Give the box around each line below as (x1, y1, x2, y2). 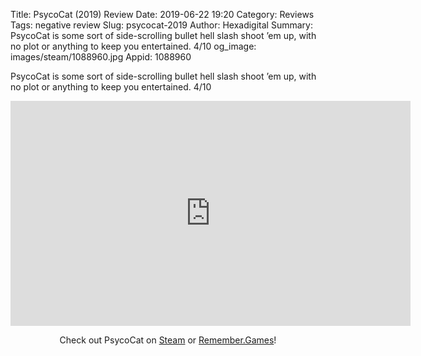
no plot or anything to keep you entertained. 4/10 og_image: (10, 40, 257, 52)
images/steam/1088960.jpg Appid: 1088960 (10, 51, 192, 63)
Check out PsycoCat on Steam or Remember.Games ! (59, 334, 277, 346)
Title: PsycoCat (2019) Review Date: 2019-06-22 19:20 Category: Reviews (10, 9, 315, 20)
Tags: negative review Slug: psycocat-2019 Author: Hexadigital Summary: (10, 19, 313, 31)
